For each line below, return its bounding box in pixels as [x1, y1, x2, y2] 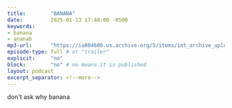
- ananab [7, 36, 32, 43]
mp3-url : [7, 42, 32, 49]
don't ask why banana [7, 93, 70, 101]
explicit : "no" [7, 55, 64, 62]
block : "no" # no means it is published [7, 61, 147, 68]
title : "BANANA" [7, 10, 76, 17]
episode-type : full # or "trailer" [7, 49, 110, 56]
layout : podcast [7, 67, 54, 74]
